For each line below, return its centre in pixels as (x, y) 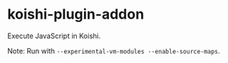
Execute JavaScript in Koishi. (54, 36)
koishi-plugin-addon (76, 14)
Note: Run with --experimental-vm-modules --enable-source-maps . (114, 51)
